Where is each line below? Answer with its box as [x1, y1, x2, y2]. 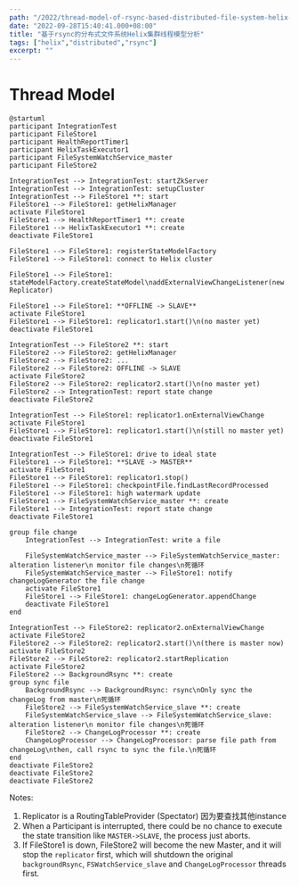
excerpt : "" [9, 46, 53, 55]
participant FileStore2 [9, 161, 98, 170]
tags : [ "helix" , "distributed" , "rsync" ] [9, 37, 158, 47]
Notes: [9, 792, 34, 803]
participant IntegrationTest [9, 122, 117, 131]
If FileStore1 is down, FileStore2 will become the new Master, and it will [21, 840, 282, 850]
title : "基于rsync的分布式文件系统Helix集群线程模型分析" [9, 29, 205, 38]
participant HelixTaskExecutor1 [9, 145, 129, 154]
